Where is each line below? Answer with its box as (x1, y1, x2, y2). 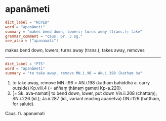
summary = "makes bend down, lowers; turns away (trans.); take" (5, 29, 142, 34)
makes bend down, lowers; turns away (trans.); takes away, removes (5, 47, 145, 53)
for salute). (12, 101, 35, 107)
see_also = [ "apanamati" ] (5, 38, 58, 43)
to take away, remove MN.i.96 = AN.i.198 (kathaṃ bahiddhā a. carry (12, 79, 150, 85)
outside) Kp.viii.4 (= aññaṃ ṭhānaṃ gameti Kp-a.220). (12, 85, 123, 91)
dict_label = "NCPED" (5, 20, 50, 25)
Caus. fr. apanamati (5, 110, 45, 116)
